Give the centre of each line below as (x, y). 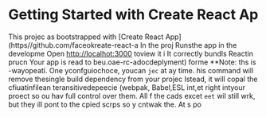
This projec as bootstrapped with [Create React (86, 37)
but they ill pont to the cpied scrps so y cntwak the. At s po (105, 104)
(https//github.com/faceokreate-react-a (74, 45)
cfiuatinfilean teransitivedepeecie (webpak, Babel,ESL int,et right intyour (127, 87)
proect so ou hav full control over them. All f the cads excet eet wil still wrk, (132, 96)
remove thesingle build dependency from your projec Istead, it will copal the (133, 79)
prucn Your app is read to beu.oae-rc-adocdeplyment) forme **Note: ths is (132, 62)
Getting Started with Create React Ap (133, 15)
